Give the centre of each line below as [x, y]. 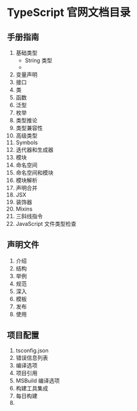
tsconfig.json [32, 350]
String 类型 [38, 60]
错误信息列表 [32, 357]
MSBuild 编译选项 [38, 380]
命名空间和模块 [34, 173]
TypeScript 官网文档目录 [69, 13]
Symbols [27, 142]
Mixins [24, 209]
